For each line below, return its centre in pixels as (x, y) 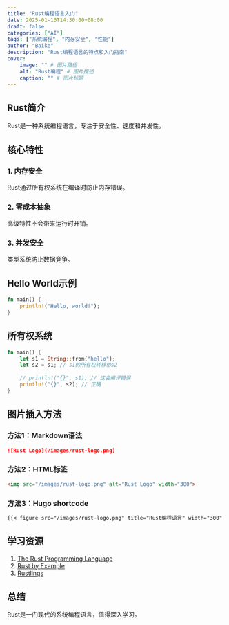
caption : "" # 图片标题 (52, 78)
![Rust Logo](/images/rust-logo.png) (61, 451)
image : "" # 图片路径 (49, 65)
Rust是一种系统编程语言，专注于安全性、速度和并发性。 (86, 126)
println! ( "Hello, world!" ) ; (60, 306)
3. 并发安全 (26, 243)
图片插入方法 (34, 414)
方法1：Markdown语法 (45, 435)
